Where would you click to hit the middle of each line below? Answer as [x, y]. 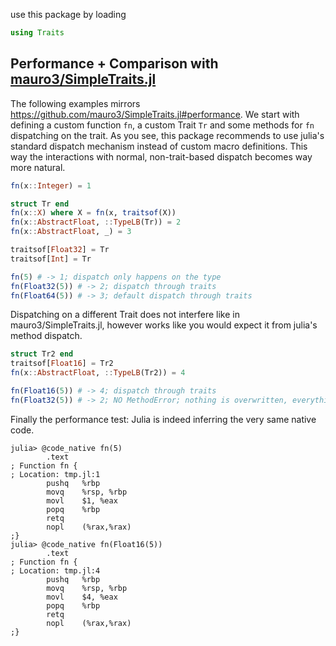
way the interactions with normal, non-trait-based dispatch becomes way [161, 156]
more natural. [38, 167]
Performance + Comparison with [114, 64]
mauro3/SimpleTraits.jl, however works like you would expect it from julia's [164, 325]
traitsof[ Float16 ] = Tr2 [62, 364]
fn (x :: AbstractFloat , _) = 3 [71, 232]
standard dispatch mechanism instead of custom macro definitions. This [159, 146]
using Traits [37, 33]
